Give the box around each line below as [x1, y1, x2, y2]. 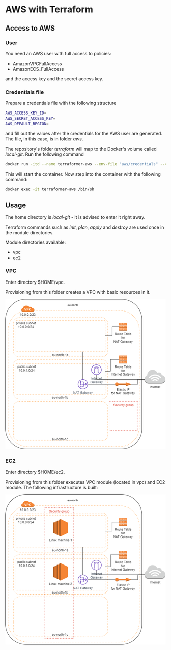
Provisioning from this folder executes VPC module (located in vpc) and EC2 [5, 478, 165, 485]
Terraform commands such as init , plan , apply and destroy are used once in [5, 224, 164, 230]
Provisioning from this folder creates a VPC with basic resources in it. [5, 289, 151, 295]
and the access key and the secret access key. [5, 75, 103, 82]
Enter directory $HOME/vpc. [5, 279, 65, 285]
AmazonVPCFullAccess [12, 60, 62, 67]
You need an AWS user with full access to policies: [5, 50, 111, 56]
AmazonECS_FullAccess [12, 66, 64, 72]
